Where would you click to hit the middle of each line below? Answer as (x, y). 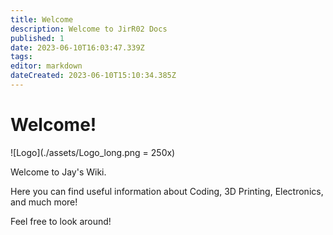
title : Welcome (42, 19)
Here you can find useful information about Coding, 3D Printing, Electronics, (167, 191)
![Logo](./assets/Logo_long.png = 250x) (93, 152)
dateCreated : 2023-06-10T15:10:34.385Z (93, 76)
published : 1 (37, 38)
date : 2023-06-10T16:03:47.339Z (77, 47)
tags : (21, 57)
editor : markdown (46, 66)
